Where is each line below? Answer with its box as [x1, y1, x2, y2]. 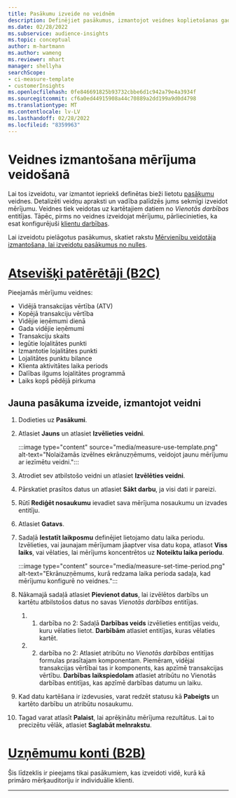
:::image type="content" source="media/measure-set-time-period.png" [18, 562, 225, 570]
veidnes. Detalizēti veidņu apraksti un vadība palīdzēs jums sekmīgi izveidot [8, 197, 228, 206]
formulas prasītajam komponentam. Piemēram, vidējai [39, 656, 195, 665]
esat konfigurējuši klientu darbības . [8, 219, 110, 228]
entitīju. [18, 506, 41, 515]
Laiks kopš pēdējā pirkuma [18, 377, 96, 385]
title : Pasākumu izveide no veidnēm [8, 10, 115, 18]
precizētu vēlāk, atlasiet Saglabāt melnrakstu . [18, 721, 152, 729]
